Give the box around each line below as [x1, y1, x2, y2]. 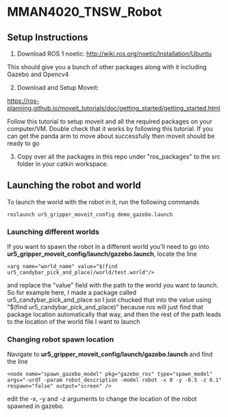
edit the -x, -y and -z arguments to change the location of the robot [7, 395, 197, 403]
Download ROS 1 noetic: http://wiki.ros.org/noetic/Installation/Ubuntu [16, 49, 212, 58]
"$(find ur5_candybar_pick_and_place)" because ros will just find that [7, 303, 203, 311]
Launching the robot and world [7, 180, 142, 191]
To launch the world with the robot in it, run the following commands [7, 198, 200, 206]
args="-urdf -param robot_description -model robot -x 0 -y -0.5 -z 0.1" [7, 377, 223, 384]
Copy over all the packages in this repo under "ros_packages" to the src [16, 152, 221, 160]
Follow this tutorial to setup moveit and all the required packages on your [7, 117, 213, 126]
